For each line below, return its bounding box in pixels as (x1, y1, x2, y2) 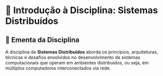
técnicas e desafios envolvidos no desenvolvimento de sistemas (5, 54, 141, 60)
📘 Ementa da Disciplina (5, 35, 80, 44)
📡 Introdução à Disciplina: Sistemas (5, 5, 158, 16)
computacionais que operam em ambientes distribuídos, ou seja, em (5, 60, 149, 65)
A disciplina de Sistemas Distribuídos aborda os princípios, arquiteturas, (5, 49, 158, 55)
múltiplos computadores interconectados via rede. (5, 65, 111, 71)
